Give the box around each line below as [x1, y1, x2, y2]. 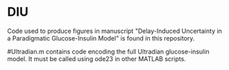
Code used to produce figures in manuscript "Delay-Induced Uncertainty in [7, 27, 222, 35]
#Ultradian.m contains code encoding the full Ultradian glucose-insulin [7, 47, 210, 56]
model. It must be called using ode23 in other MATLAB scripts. [7, 54, 186, 62]
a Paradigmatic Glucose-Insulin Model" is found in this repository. [7, 34, 195, 42]
